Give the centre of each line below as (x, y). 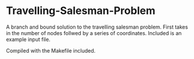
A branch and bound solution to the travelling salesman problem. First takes (97, 27)
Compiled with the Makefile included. (51, 50)
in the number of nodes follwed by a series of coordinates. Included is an (94, 33)
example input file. (28, 39)
